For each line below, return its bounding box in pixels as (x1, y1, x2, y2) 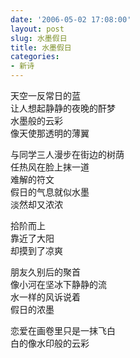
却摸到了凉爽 (10, 245, 63, 256)
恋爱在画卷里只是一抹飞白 (10, 325, 116, 336)
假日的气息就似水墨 (10, 186, 90, 198)
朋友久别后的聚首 (10, 266, 81, 278)
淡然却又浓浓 (10, 199, 63, 210)
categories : (10, 52, 60, 62)
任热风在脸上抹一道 (10, 161, 90, 173)
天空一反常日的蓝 (10, 90, 81, 101)
